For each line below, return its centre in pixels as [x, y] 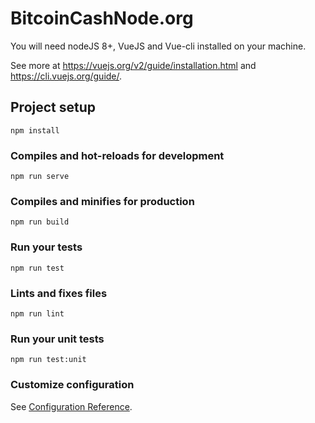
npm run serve [40, 177]
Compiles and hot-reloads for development [117, 155]
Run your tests [46, 247]
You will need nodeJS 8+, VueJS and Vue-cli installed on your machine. [158, 46]
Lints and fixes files [59, 293]
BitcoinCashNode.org [102, 18]
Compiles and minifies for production [102, 201]
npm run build [40, 222]
